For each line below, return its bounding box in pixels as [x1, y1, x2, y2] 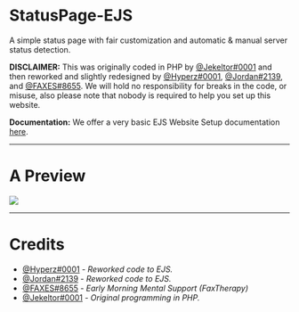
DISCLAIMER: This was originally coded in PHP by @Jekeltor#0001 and [9, 62, 273, 72]
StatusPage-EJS [9, 5, 133, 26]
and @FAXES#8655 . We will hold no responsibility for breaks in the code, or [9, 80, 287, 91]
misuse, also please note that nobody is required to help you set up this [9, 90, 271, 101]
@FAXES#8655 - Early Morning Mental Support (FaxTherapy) [21, 283, 249, 293]
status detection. [9, 44, 71, 54]
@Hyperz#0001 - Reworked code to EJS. [21, 264, 174, 275]
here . [9, 126, 28, 136]
